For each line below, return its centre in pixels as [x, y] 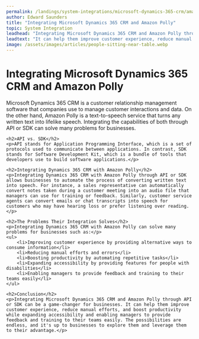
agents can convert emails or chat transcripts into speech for [87, 201]
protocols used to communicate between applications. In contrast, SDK [96, 149]
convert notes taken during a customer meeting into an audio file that [98, 191]
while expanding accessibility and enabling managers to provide [88, 315]
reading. [179, 206]
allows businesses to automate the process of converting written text [96, 180]
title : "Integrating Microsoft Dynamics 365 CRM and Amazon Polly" [91, 22]
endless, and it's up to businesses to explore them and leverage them [96, 325]
